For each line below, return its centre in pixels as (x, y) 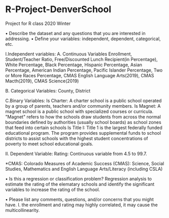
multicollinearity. (23, 210)
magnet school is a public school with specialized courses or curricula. (79, 111)
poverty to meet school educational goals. (49, 144)
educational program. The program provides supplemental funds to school (83, 133)
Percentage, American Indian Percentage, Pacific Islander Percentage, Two (84, 70)
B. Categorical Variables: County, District (48, 90)
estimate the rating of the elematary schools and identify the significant (80, 184)
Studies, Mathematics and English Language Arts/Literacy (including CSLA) (84, 169)
